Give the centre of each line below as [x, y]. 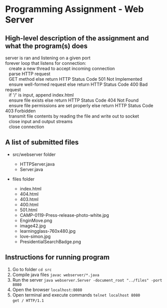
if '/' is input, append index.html [41, 95]
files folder [23, 179]
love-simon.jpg [35, 236]
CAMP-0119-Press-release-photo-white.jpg [64, 215]
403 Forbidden [20, 111]
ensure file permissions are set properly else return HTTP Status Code [81, 105]
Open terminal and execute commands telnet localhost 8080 [76, 295]
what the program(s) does [47, 46]
